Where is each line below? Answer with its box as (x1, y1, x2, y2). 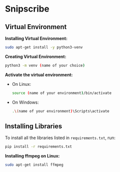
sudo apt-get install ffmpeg (5, 162, 64, 168)
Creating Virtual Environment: (5, 53, 67, 59)
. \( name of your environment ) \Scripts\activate (12, 109, 109, 113)
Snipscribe (5, 3, 50, 15)
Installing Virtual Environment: (5, 35, 67, 41)
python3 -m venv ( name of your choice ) (5, 63, 85, 68)
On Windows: (12, 99, 39, 105)
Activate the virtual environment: (5, 72, 73, 78)
